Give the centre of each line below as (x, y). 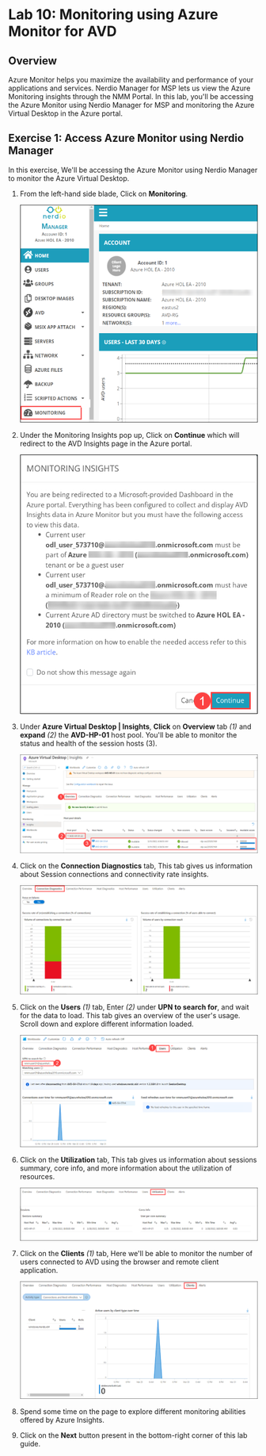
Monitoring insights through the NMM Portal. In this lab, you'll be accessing (131, 96)
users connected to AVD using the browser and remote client (119, 1262)
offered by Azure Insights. (62, 1420)
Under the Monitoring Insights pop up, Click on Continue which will (129, 435)
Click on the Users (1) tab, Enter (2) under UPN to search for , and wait (134, 1007)
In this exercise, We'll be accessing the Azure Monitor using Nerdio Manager (133, 170)
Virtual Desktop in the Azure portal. (66, 113)
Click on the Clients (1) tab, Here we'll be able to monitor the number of (136, 1253)
